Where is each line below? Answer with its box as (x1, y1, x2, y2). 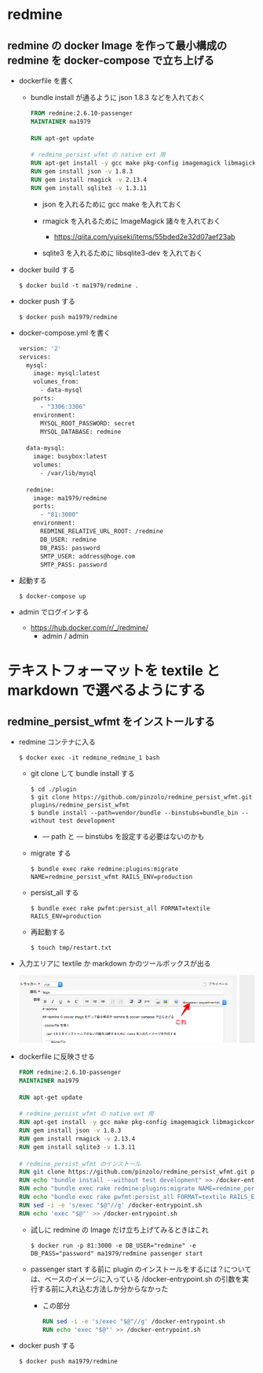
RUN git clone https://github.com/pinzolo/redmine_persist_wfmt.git (18, 1168, 248, 1176)
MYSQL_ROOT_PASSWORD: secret (39, 419, 136, 427)
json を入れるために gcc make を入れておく (42, 199, 182, 209)
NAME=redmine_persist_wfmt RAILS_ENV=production (30, 873, 193, 881)
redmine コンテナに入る (18, 737, 96, 747)
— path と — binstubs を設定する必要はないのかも (42, 832, 205, 841)
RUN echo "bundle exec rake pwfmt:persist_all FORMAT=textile (18, 1193, 227, 1201)
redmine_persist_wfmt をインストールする (7, 714, 215, 728)
